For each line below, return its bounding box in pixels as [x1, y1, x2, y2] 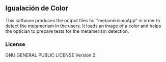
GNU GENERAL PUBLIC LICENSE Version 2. [5, 52, 97, 58]
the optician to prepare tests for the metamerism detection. [5, 28, 129, 34]
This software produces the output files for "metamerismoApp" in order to [5, 17, 160, 23]
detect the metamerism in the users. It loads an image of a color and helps [5, 23, 161, 29]
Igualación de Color [5, 4, 69, 13]
